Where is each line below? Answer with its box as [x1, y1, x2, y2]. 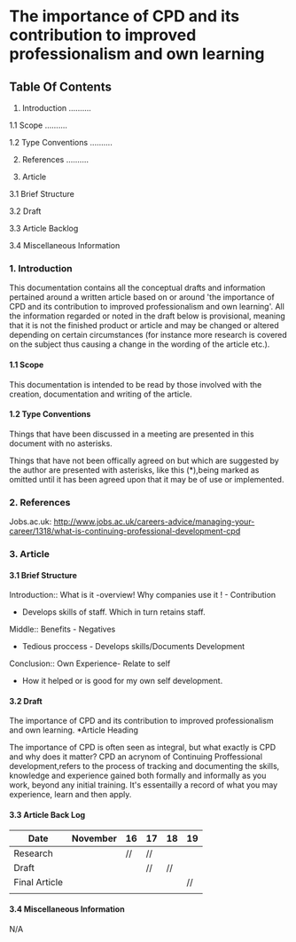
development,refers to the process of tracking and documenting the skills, [9, 761, 280, 772]
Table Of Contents [9, 79, 113, 94]
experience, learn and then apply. [9, 789, 132, 800]
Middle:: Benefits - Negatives [9, 624, 116, 635]
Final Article [13, 875, 64, 888]
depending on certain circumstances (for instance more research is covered [9, 330, 288, 341]
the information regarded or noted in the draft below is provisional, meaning [9, 310, 285, 321]
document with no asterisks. [9, 437, 113, 449]
